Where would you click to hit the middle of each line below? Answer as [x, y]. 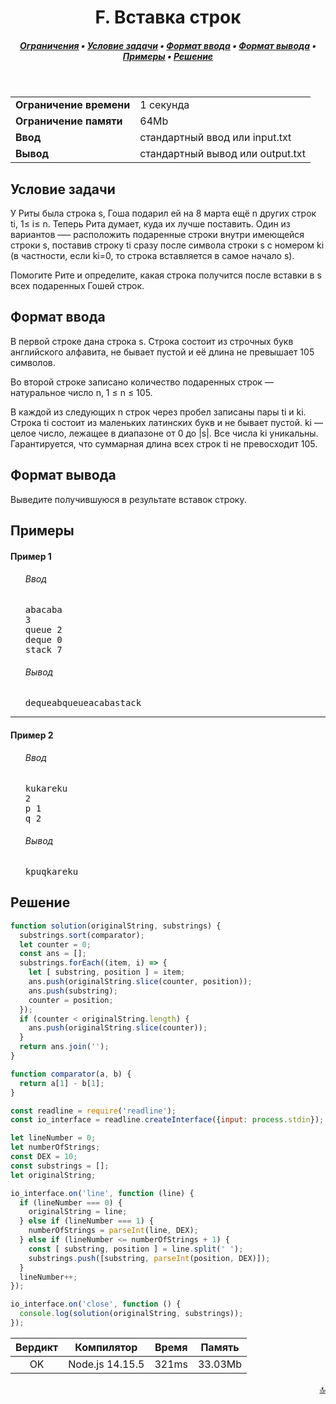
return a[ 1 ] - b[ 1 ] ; [62, 1083]
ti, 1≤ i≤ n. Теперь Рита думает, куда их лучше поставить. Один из [150, 223]
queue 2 [43, 629]
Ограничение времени [73, 105]
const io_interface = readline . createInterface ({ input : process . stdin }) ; [167, 1120]
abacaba [43, 609]
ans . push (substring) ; [73, 991]
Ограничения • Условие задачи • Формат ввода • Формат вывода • [168, 45]
